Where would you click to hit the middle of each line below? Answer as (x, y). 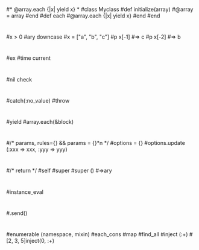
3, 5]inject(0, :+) (34, 240)
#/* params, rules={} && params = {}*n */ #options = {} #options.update (96, 143)
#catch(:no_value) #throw (38, 100)
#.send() (17, 213)
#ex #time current (29, 58)
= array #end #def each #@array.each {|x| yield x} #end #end (83, 16)
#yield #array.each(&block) (40, 121)
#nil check (19, 79)
